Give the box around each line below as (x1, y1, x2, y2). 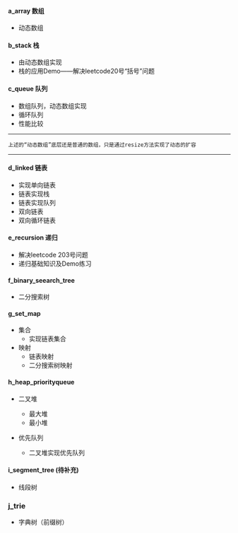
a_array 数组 (8, 6, 44, 15)
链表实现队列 (18, 198, 56, 206)
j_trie (8, 500, 26, 510)
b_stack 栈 (8, 41, 40, 49)
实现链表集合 (28, 334, 66, 343)
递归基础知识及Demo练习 (18, 259, 92, 268)
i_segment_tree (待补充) (8, 466, 80, 474)
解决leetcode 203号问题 (18, 251, 89, 259)
